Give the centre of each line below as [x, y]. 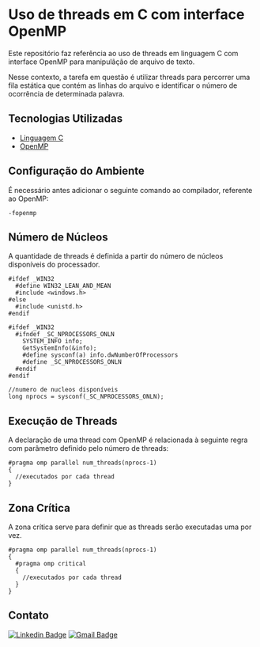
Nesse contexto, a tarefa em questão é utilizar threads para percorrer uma [129, 77]
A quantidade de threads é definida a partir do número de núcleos [116, 256]
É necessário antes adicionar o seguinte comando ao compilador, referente [130, 190]
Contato [28, 616]
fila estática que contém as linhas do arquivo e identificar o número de [123, 85]
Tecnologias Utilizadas [66, 119]
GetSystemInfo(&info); [60, 348]
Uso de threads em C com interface [126, 15]
